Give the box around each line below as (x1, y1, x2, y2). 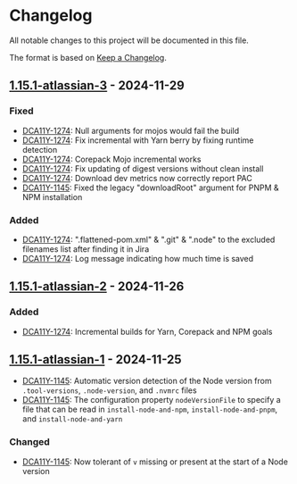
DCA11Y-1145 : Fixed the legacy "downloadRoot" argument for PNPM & (21, 182, 279, 193)
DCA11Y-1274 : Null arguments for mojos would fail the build (21, 125, 240, 136)
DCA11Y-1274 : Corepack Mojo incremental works (21, 154, 202, 164)
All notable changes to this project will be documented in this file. (9, 35, 250, 46)
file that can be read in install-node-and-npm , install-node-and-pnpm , (21, 404, 278, 415)
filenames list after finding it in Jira (21, 243, 150, 255)
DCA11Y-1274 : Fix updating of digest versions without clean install (21, 163, 264, 174)
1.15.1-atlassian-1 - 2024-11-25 (9, 352, 182, 367)
